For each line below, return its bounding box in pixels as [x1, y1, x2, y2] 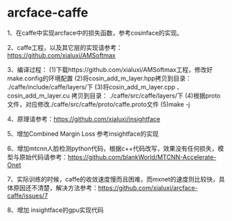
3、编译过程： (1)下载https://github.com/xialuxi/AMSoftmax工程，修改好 [7, 65, 213, 73]
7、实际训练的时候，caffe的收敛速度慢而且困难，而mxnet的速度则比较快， [7, 175, 220, 183]
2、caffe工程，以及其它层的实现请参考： [7, 43, 123, 51]
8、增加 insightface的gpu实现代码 [7, 206, 104, 214]
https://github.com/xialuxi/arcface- [98, 184, 198, 192]
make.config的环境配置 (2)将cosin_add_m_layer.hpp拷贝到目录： [7, 74, 192, 82]
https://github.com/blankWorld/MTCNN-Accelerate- [68, 152, 217, 161]
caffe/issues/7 [7, 191, 48, 200]
